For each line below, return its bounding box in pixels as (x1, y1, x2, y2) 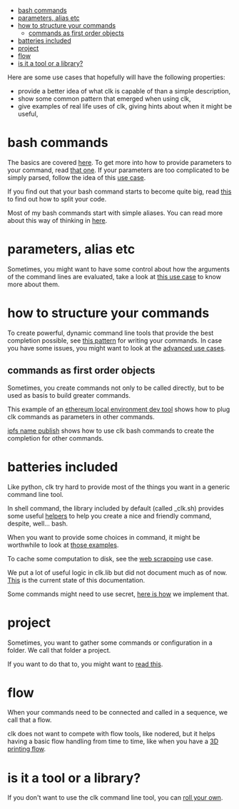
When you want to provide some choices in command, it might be (7, 533, 200, 541)
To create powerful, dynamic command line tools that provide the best (7, 328, 214, 337)
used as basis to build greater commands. (7, 391, 131, 399)
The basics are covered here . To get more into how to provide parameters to (7, 158, 232, 166)
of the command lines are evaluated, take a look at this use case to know (7, 272, 221, 281)
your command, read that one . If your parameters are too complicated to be (7, 166, 230, 174)
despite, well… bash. (7, 519, 68, 528)
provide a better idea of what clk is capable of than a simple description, (17, 87, 230, 95)
